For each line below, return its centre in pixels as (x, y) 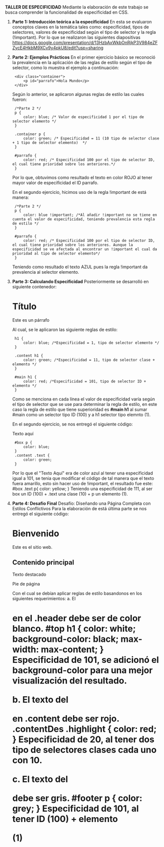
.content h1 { (29, 355)
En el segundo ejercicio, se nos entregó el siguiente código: (72, 424)
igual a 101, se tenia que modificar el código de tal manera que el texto (83, 478)
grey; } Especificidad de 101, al (75, 809)
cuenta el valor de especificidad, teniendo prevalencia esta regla (83, 219)
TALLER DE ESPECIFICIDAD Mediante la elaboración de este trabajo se (77, 7)
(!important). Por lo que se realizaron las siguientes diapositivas (76, 37)
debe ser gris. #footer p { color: (77, 798)
